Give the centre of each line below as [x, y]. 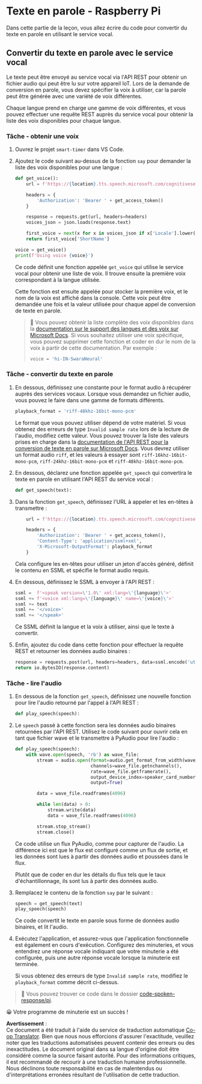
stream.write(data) [72, 810]
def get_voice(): [37, 179]
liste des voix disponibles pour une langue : [69, 167]
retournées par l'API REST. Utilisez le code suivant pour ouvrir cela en [101, 732]
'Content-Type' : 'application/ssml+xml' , [90, 541]
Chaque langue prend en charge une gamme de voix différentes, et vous [96, 108]
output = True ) [107, 783]
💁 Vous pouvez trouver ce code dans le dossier [79, 994]
